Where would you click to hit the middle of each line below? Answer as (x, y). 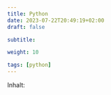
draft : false (26, 27)
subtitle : (22, 39)
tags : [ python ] (29, 65)
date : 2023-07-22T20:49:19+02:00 (56, 20)
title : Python (28, 14)
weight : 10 (23, 52)
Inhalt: (16, 85)
